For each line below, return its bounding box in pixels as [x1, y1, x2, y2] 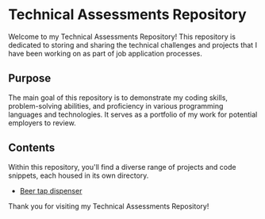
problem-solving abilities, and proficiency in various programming [8, 101, 224, 110]
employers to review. [8, 117, 77, 128]
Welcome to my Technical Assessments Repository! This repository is [8, 32, 236, 41]
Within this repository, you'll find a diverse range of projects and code [8, 162, 236, 171]
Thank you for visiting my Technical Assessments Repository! [8, 201, 209, 211]
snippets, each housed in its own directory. [8, 171, 149, 180]
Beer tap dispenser [19, 186, 83, 195]
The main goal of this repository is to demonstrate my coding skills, [8, 93, 229, 102]
